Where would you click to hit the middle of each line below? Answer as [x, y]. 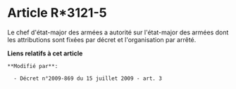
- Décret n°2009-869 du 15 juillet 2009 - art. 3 [88, 78]
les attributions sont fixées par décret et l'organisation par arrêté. [102, 39]
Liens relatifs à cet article [45, 53]
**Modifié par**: [33, 66]
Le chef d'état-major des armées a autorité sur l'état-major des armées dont [118, 32]
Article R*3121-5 [57, 13]
